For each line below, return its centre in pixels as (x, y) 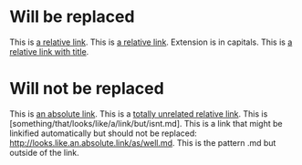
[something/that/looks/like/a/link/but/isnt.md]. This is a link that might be (146, 123)
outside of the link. (44, 152)
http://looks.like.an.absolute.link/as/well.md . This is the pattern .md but (143, 142)
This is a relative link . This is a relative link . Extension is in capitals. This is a (151, 42)
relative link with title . (49, 51)
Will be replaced (72, 17)
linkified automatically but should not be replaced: (104, 133)
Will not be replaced (87, 89)
